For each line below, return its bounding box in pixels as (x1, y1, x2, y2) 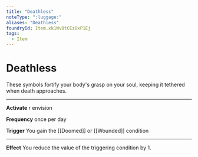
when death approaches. (6, 87, 67, 94)
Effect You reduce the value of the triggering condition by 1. (6, 144, 151, 151)
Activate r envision (6, 104, 53, 111)
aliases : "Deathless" (6, 19, 60, 25)
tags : (6, 31, 19, 37)
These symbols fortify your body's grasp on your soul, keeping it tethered (6, 81, 186, 88)
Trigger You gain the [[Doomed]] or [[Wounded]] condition (6, 127, 149, 134)
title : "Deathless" (6, 8, 54, 15)
